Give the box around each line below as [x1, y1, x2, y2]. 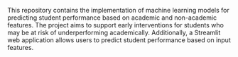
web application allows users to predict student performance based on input [7, 36, 231, 44]
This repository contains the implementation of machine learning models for [7, 6, 229, 14]
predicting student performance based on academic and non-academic [7, 13, 217, 22]
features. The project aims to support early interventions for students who [7, 21, 224, 29]
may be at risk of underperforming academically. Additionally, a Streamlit [7, 28, 221, 37]
